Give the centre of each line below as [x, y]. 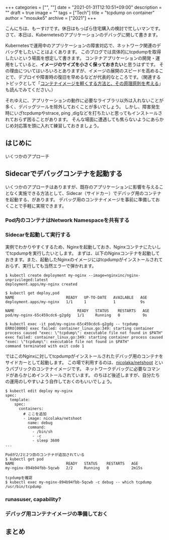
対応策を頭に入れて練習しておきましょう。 [58, 126]
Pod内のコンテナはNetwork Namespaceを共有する [67, 220]
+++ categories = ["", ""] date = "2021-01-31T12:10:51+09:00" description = [83, 7]
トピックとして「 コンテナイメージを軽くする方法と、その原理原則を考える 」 [84, 83]
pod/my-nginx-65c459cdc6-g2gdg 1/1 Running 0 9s [76, 315]
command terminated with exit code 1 [45, 346]
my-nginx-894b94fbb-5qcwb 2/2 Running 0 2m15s [74, 468]
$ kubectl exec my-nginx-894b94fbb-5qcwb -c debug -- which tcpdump [78, 482]
